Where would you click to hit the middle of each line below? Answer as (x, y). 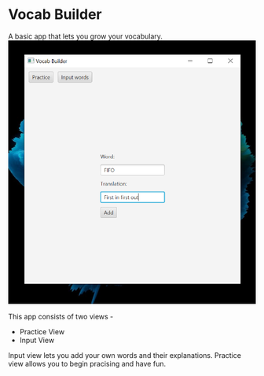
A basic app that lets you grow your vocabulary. (86, 36)
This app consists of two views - (61, 316)
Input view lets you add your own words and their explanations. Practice (125, 355)
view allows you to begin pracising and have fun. (87, 363)
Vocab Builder (55, 15)
